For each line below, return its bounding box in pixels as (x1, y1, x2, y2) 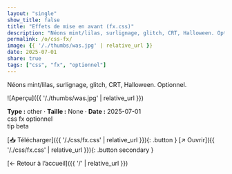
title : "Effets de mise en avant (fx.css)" (7, 23, 135, 30)
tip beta (7, 122, 29, 130)
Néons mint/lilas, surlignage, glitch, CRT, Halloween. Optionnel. (7, 80, 187, 88)
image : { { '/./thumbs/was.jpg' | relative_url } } (7, 42, 153, 49)
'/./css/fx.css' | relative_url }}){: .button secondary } (7, 146, 154, 154)
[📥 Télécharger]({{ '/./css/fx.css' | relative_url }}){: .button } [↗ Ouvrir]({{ (7, 135, 215, 144)
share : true (7, 55, 41, 62)
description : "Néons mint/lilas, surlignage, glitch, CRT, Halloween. (7, 29, 215, 37)
